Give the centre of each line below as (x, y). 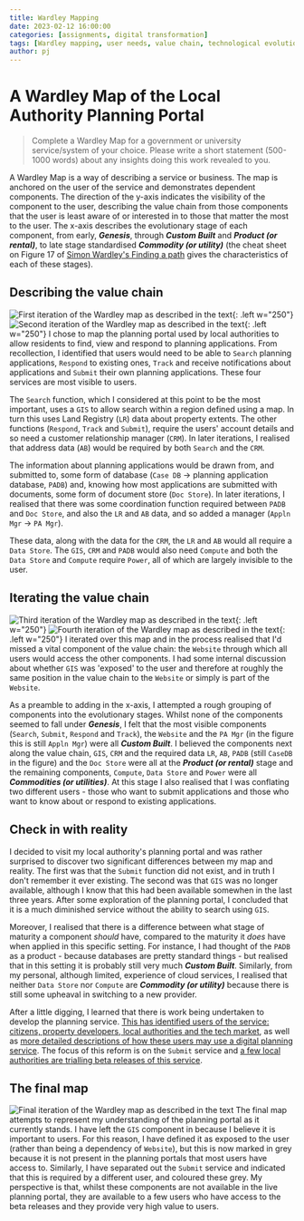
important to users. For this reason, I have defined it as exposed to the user (149, 1139)
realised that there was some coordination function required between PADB (148, 503)
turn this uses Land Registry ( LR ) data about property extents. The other (143, 419)
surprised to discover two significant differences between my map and (141, 861)
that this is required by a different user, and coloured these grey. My (136, 1177)
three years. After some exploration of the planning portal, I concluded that (149, 899)
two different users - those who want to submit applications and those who (149, 791)
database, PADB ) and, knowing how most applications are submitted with (143, 484)
